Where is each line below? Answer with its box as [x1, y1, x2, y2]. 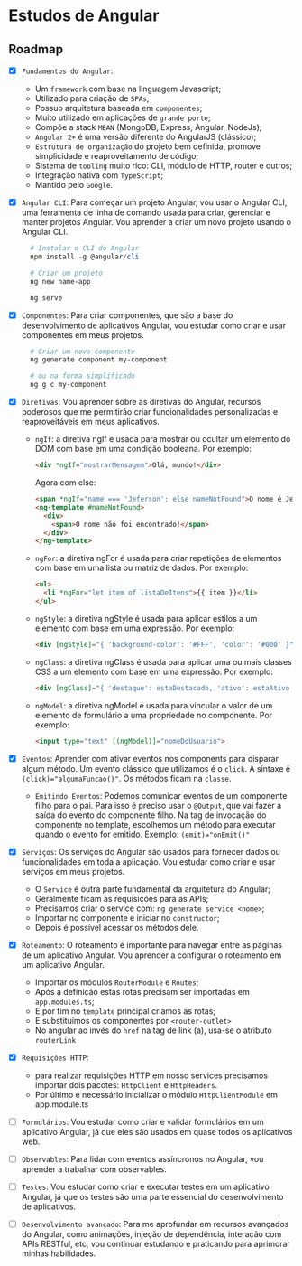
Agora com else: [34, 477, 96, 488]
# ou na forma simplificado [30, 371, 136, 380]
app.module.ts [34, 1099, 89, 1110]
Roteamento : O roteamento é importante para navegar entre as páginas [21, 939, 283, 950]
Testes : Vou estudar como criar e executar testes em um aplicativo [21, 1181, 270, 1192]
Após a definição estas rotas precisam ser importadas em [34, 986, 250, 997]
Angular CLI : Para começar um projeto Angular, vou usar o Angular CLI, [21, 197, 288, 208]
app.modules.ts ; [34, 996, 96, 1007]
